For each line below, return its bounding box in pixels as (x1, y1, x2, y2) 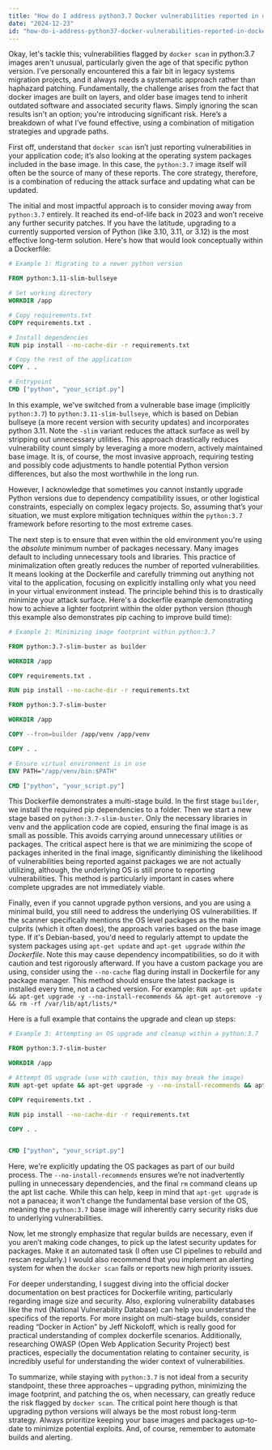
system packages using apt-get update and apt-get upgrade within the (8, 941, 245, 951)
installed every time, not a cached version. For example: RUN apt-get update (8, 984, 262, 994)
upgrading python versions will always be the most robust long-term (8, 1407, 236, 1417)
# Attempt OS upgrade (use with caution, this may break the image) (8, 1074, 244, 1082)
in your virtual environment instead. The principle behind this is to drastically (8, 586, 264, 596)
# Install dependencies (8, 333, 89, 341)
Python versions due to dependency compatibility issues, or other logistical (8, 493, 260, 503)
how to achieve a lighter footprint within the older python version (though (8, 603, 253, 613)
